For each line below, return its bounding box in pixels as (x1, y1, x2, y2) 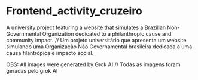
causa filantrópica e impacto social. (6, 49, 94, 56)
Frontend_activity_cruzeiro (6, 4, 142, 18)
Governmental (6, 30, 41, 37)
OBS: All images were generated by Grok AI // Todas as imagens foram (6, 61, 181, 68)
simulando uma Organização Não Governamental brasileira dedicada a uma (6, 43, 193, 50)
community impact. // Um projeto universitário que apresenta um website (6, 36, 187, 44)
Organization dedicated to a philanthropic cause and (42, 30, 172, 37)
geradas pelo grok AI (6, 67, 58, 74)
